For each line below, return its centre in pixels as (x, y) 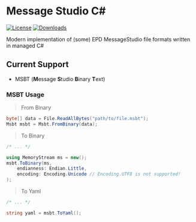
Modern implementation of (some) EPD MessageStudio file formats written (98, 39)
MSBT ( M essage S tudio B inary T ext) (60, 79)
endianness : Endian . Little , (52, 169)
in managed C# (25, 46)
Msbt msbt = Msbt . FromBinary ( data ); (52, 124)
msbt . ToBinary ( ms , (29, 163)
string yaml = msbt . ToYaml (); (44, 213)
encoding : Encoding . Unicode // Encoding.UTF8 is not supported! (99, 174)
